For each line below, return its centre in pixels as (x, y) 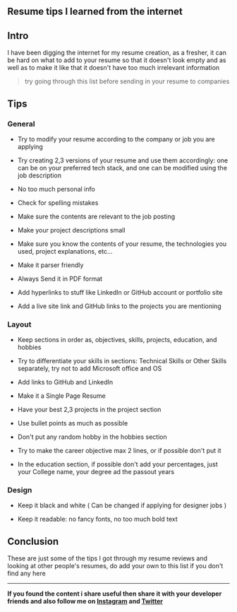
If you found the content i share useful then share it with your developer (115, 594)
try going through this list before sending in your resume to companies (127, 81)
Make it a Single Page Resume (61, 396)
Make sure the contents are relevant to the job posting (96, 216)
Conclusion (33, 541)
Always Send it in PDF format (60, 278)
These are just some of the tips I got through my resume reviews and (108, 558)
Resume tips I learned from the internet (95, 12)
